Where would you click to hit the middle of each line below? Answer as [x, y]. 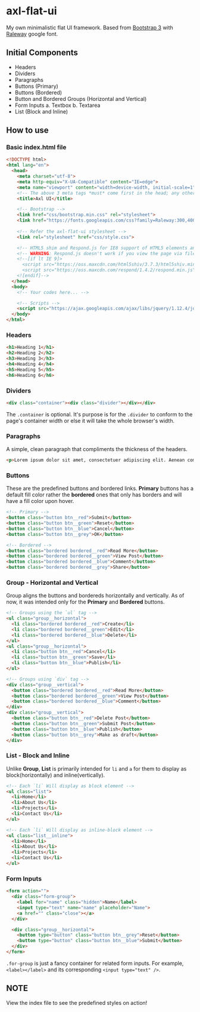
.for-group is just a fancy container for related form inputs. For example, [95, 963]
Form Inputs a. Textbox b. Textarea [57, 105]
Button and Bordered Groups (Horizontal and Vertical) [81, 99]
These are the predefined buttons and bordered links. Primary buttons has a [100, 489]
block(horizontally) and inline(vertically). [56, 775]
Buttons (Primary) [36, 86]
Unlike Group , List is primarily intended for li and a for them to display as [96, 768]
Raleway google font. [32, 33]
